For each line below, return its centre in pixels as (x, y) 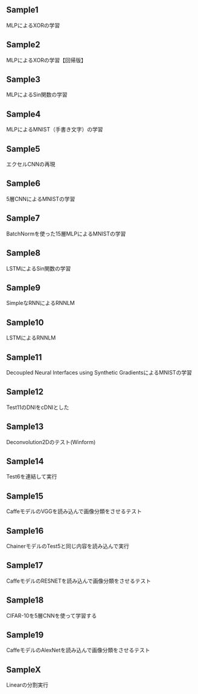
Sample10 (25, 322)
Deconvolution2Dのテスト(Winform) (51, 442)
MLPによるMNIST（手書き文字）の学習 (55, 129)
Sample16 (25, 531)
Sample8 (24, 253)
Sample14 (25, 461)
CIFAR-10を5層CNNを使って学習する (52, 615)
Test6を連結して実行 (32, 477)
